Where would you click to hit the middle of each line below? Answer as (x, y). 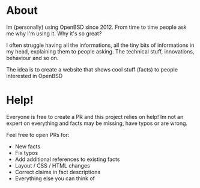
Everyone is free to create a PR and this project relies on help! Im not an (95, 117)
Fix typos (26, 153)
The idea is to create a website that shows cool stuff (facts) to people (92, 69)
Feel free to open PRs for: (38, 135)
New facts (28, 146)
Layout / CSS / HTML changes (52, 165)
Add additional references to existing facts (67, 159)
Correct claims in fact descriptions (58, 172)
